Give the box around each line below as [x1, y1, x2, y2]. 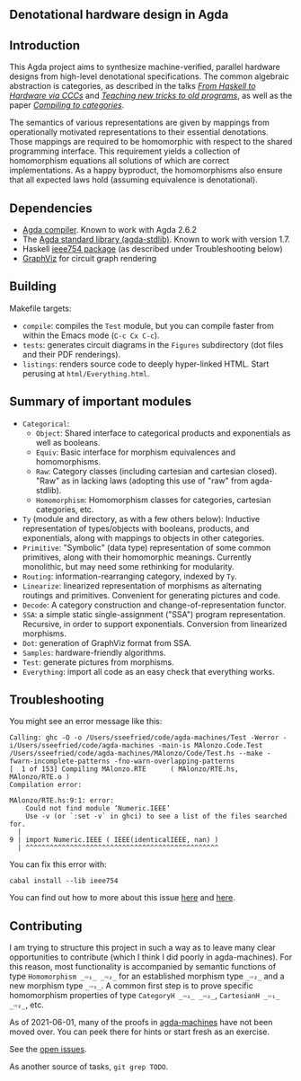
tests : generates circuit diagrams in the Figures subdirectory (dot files [22, 339, 284, 350]
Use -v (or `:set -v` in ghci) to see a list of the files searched [25, 812, 288, 821]
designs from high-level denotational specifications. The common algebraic [9, 71, 289, 82]
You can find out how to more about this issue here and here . [9, 892, 235, 903]
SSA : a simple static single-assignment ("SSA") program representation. [22, 608, 286, 619]
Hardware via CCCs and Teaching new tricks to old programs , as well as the [9, 90, 293, 102]
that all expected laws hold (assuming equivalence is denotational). [9, 174, 258, 185]
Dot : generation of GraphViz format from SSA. [22, 637, 191, 648]
